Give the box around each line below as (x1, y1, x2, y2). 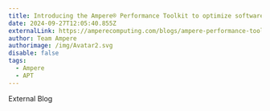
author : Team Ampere (8, 34, 78, 43)
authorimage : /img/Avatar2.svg (8, 42, 113, 50)
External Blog (8, 93, 53, 103)
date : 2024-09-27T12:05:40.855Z (8, 19, 117, 27)
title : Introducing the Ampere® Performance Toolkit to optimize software (8, 11, 264, 20)
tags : (8, 57, 27, 65)
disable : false (8, 49, 59, 57)
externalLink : (8, 27, 56, 35)
